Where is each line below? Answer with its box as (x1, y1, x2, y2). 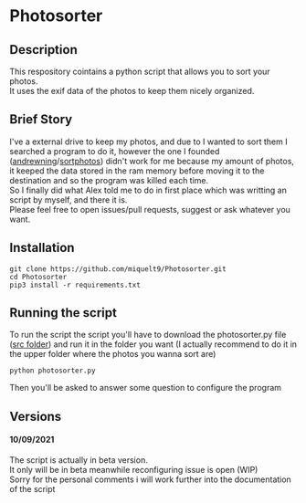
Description (9, 42, 78, 58)
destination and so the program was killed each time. (9, 174, 209, 185)
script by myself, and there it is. (9, 194, 128, 205)
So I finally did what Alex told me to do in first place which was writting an (9, 184, 288, 195)
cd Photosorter (9, 272, 68, 281)
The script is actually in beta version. (9, 455, 148, 466)
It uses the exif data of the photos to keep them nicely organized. (9, 86, 255, 96)
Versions (9, 408, 62, 424)
